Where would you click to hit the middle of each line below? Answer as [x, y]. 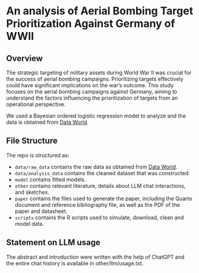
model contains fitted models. [50, 179]
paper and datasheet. [41, 211]
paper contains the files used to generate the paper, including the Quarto [103, 198]
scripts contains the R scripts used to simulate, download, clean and [99, 217]
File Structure [32, 141]
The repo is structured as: [38, 155]
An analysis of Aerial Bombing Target [100, 11]
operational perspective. [36, 104]
